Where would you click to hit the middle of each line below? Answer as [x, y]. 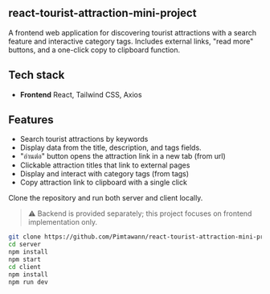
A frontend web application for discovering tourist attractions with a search [133, 32]
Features [31, 120]
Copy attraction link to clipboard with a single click [103, 182]
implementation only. [63, 222]
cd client [25, 267]
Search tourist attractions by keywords [84, 139]
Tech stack [37, 75]
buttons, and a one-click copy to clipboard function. [94, 50]
